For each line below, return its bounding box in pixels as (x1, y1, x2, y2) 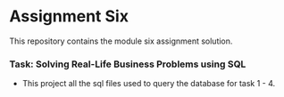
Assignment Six (9, 6, 129, 27)
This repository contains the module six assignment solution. (9, 36, 233, 46)
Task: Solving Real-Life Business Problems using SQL (9, 58, 246, 70)
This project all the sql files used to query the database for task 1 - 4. (21, 78, 276, 89)
